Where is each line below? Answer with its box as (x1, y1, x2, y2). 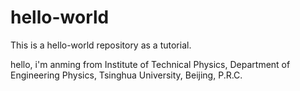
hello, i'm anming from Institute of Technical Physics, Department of (10, 58, 291, 70)
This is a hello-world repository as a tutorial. (10, 39, 192, 51)
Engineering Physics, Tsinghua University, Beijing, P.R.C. (10, 69, 243, 81)
